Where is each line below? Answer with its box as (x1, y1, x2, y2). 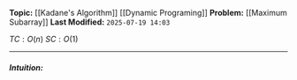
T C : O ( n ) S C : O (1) (9, 34, 79, 44)
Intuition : (9, 62, 44, 73)
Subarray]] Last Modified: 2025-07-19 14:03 (9, 17, 171, 27)
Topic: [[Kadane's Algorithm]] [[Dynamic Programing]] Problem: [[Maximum (9, 8, 287, 18)
